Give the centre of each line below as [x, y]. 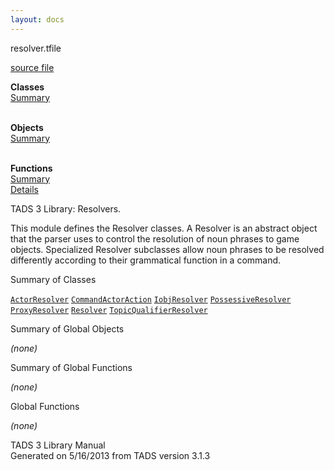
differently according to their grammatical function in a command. [146, 260]
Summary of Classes [53, 279]
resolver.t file [36, 48]
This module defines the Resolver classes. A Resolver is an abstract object [164, 228]
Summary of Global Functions [71, 367]
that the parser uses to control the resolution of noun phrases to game [155, 238]
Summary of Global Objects [67, 328]
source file [32, 67]
